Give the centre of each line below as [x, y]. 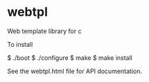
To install [20, 44]
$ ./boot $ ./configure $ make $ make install [70, 58]
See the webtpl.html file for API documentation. [75, 71]
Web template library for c [44, 31]
